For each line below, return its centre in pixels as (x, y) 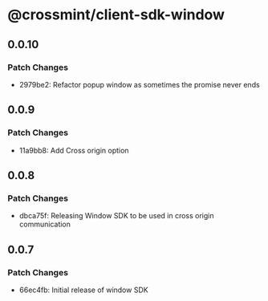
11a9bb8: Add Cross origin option (74, 150)
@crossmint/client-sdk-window (116, 15)
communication (45, 224)
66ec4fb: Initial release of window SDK (84, 290)
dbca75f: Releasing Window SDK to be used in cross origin (116, 216)
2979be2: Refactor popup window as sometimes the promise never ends (139, 84)
